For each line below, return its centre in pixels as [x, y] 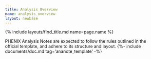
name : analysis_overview [30, 14]
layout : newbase [21, 18]
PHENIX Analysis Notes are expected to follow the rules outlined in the [76, 41]
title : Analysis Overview [31, 9]
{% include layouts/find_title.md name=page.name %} [59, 32]
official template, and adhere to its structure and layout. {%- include [73, 47]
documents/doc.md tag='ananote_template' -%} [54, 51]
